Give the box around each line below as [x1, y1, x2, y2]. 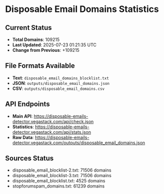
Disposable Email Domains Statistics [5, 3, 159, 15]
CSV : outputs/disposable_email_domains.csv [12, 85, 105, 91]
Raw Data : [12, 134, 34, 140]
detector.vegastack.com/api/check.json [12, 118, 94, 124]
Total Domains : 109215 [12, 36, 60, 42]
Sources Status [5, 154, 54, 163]
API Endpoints [5, 100, 50, 108]
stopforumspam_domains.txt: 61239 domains [12, 183, 105, 189]
